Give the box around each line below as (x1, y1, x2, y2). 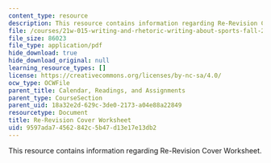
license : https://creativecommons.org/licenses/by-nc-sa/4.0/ (8, 71, 222, 79)
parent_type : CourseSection (8, 94, 103, 102)
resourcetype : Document (8, 109, 89, 117)
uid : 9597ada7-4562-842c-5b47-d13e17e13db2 (8, 124, 157, 132)
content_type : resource (8, 11, 89, 20)
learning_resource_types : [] (8, 64, 106, 72)
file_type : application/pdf (8, 42, 103, 50)
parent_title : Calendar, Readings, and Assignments (8, 86, 186, 95)
